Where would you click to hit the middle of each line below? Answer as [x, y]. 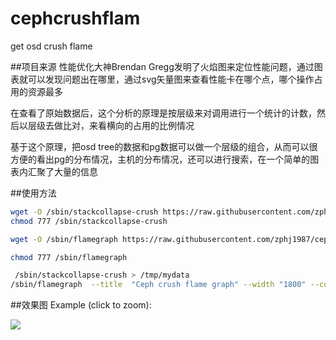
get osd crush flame [51, 46]
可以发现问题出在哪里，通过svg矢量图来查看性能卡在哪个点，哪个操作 [171, 79]
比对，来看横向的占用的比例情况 [128, 125]
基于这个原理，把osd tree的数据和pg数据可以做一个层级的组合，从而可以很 [164, 146]
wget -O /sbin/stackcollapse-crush [84, 212]
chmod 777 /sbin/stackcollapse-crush [89, 221]
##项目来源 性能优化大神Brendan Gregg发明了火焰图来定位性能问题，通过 [162, 66]
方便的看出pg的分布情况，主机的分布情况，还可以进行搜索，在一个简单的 [160, 159]
